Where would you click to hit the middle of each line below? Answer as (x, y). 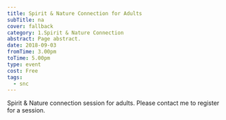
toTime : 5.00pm (29, 58)
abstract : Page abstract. (44, 39)
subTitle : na (26, 20)
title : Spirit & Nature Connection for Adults (75, 13)
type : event (24, 64)
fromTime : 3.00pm (32, 52)
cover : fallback (30, 26)
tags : (15, 77)
